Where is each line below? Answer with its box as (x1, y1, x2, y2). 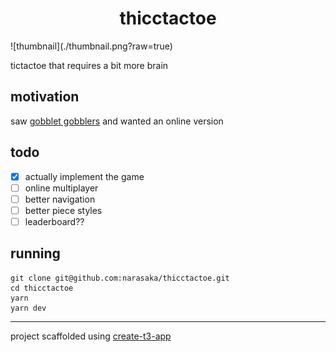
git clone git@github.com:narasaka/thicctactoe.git (10, 273, 230, 283)
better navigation (24, 193, 96, 205)
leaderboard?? (24, 215, 85, 227)
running (10, 245, 61, 262)
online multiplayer (24, 182, 99, 194)
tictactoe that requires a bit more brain (10, 59, 169, 71)
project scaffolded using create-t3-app (10, 330, 172, 342)
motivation (10, 88, 80, 106)
